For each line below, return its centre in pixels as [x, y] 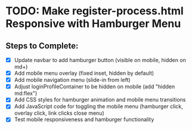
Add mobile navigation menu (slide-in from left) [72, 80]
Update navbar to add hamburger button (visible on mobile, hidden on [100, 60]
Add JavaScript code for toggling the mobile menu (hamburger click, [98, 106]
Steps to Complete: [42, 46]
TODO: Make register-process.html [95, 11]
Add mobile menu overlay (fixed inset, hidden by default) [84, 73]
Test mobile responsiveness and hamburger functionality [84, 119]
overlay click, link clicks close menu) [59, 113]
